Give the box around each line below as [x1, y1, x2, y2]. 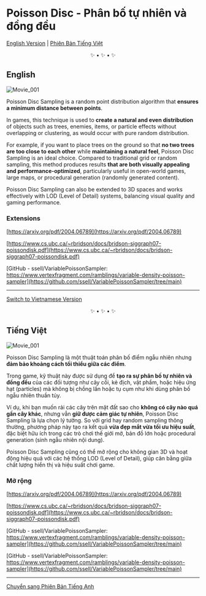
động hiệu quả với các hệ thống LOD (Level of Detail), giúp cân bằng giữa [6, 454, 192, 462]
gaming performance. [6, 198, 61, 206]
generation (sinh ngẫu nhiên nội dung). [6, 436, 105, 443]
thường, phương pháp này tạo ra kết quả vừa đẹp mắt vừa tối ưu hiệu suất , [6, 423, 196, 430]
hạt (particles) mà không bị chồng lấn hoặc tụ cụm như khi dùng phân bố [6, 385, 191, 392]
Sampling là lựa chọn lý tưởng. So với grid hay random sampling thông [6, 416, 183, 424]
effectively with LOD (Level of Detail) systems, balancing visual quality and [6, 192, 195, 199]
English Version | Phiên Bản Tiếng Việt [6, 39, 103, 47]
